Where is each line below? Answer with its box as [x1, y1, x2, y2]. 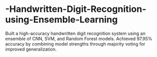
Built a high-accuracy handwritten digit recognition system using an [5, 30, 146, 36]
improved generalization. [5, 46, 57, 52]
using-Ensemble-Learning [5, 14, 118, 25]
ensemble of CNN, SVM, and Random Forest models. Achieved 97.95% [5, 36, 152, 42]
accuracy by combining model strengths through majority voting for [5, 41, 145, 47]
